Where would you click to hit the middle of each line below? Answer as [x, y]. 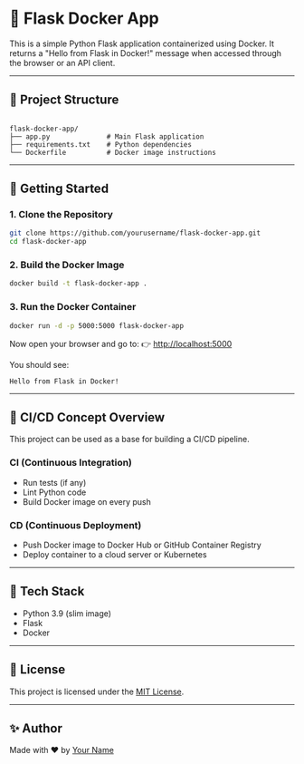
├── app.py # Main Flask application [107, 136]
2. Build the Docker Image [67, 265]
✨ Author [36, 728]
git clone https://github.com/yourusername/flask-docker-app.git [135, 233]
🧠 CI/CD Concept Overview [87, 417]
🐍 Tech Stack [47, 591]
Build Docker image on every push [87, 501]
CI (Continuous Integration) [71, 463]
